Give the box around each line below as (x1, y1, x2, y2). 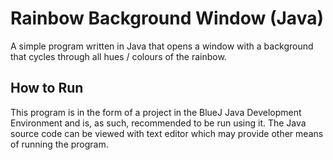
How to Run (10, 80, 84, 97)
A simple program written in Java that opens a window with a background (10, 40, 314, 52)
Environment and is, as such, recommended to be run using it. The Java (10, 117, 307, 129)
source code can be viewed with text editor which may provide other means (10, 127, 324, 139)
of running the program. (10, 138, 109, 150)
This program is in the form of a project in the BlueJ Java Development (10, 106, 302, 118)
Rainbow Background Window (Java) (10, 7, 324, 30)
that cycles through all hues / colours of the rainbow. (10, 50, 227, 62)
